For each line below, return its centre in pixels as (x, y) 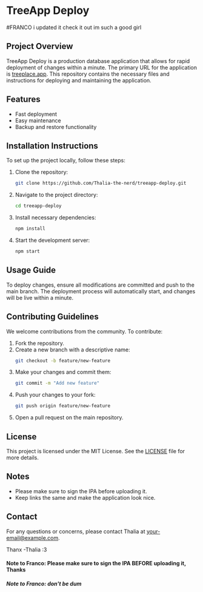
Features (23, 100)
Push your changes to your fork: (55, 395)
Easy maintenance (38, 120)
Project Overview (40, 46)
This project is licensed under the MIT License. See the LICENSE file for (96, 451)
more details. (23, 457)
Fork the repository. (40, 343)
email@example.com (32, 537)
